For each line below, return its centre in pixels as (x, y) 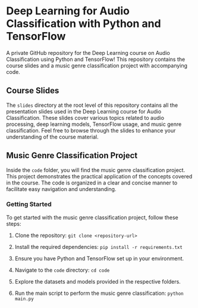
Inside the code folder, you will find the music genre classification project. (96, 170)
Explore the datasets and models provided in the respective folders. (98, 281)
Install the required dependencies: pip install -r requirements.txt (99, 247)
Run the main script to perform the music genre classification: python (99, 293)
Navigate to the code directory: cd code (62, 270)
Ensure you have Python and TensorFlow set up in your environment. (99, 258)
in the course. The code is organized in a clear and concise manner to (92, 183)
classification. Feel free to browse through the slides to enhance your (91, 130)
